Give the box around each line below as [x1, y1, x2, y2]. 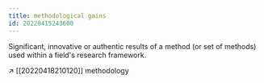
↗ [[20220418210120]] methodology [8, 65, 129, 75]
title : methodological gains [8, 11, 107, 20]
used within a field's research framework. [8, 50, 147, 60]
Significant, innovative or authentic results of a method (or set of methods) [8, 41, 257, 51]
